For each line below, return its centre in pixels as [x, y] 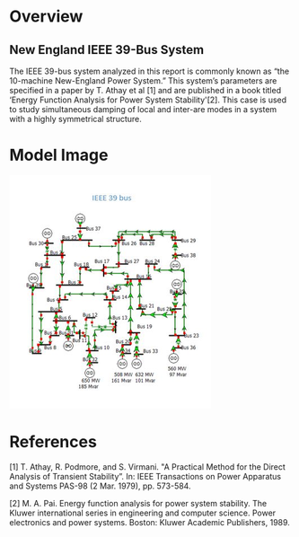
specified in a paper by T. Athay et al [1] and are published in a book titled [145, 90]
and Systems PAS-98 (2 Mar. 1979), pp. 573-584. [100, 486]
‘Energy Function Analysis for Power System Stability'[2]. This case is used [148, 100]
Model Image [59, 155]
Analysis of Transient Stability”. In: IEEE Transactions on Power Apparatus [145, 476]
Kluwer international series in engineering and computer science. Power [143, 513]
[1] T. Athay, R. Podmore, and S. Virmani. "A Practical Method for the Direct [147, 467]
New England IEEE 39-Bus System [107, 50]
